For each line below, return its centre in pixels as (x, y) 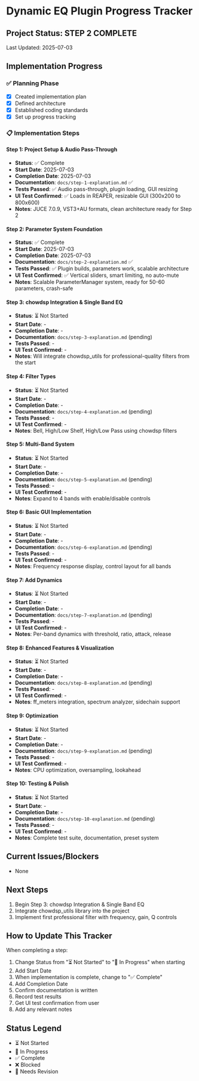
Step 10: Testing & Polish (37, 784)
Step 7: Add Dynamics (34, 580)
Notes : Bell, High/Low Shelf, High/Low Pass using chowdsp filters (96, 430)
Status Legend (34, 1028)
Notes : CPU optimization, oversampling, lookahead (78, 770)
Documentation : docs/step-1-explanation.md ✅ (74, 182)
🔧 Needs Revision (36, 1071)
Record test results (38, 997)
